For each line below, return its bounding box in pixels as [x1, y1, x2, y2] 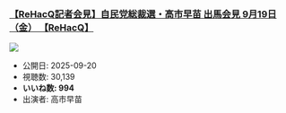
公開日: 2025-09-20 [22, 60, 97, 71]
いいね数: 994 [22, 83, 74, 93]
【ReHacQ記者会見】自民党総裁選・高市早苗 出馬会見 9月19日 [9, 7, 277, 20]
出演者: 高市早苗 [22, 94, 82, 105]
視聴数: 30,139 [22, 72, 75, 83]
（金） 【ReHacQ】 [9, 21, 94, 33]
